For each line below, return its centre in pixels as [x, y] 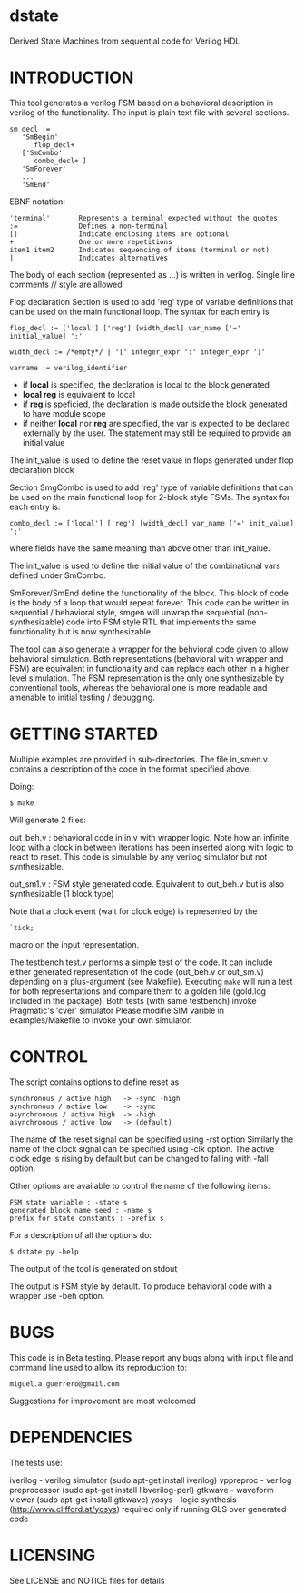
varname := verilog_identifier [69, 368]
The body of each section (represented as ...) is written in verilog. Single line [152, 274]
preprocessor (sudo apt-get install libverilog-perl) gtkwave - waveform [142, 1490]
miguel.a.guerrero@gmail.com [64, 1384]
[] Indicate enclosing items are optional [119, 234]
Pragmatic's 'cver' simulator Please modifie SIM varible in [117, 1010]
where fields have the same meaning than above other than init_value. [140, 548]
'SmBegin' [40, 137]
